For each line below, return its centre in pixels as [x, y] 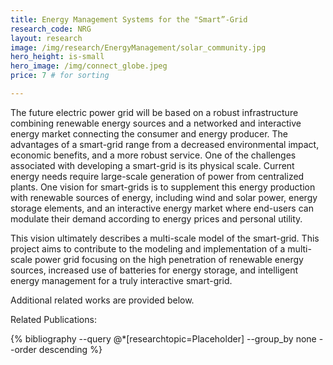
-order [23, 349]
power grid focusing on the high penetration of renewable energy [169, 259]
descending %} [70, 349]
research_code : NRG [51, 29]
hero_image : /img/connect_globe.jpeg [89, 66]
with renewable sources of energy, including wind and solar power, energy [164, 197]
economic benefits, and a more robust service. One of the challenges [153, 155]
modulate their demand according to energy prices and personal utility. [156, 218]
